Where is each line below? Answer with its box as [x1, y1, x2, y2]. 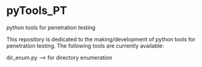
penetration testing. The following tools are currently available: [6, 42, 164, 49]
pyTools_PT [6, 4, 67, 18]
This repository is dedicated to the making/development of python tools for [6, 35, 196, 43]
